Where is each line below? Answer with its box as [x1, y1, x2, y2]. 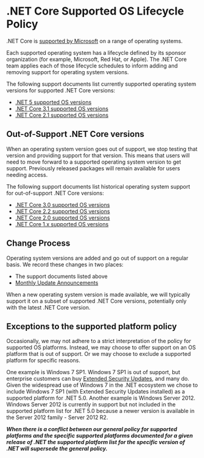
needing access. [6, 171, 48, 178]
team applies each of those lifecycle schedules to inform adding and [6, 62, 178, 69]
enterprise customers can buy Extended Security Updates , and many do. [6, 375, 190, 383]
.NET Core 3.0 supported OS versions [15, 201, 110, 208]
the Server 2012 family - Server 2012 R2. [6, 414, 108, 421]
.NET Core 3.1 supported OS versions [15, 105, 108, 112]
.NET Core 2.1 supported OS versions [15, 111, 108, 119]
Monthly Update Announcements [15, 279, 99, 286]
